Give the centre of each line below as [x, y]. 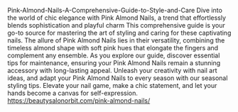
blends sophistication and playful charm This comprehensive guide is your [117, 25]
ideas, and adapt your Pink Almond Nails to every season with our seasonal [118, 78]
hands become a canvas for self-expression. [73, 93]
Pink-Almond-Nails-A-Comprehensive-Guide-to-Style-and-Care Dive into [115, 10]
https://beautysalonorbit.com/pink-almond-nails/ [79, 101]
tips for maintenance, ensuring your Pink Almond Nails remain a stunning [114, 63]
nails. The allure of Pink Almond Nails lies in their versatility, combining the [116, 40]
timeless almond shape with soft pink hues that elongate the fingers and [113, 48]
